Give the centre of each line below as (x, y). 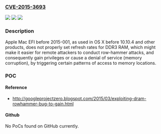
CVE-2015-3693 (26, 7)
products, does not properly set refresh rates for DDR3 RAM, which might (80, 47)
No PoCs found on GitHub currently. (42, 126)
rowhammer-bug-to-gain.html (43, 104)
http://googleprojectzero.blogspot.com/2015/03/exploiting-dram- (79, 98)
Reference (16, 88)
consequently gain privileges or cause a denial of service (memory (74, 57)
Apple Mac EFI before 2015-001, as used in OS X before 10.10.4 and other (80, 42)
